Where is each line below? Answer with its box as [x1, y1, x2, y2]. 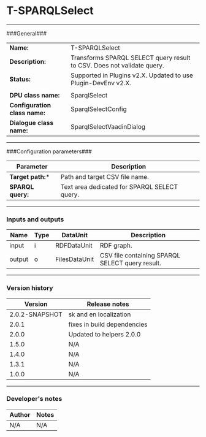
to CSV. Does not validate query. [70, 61, 164, 69]
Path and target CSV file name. [60, 172, 149, 181]
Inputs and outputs [6, 215, 64, 224]
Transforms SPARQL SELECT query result [70, 53, 191, 62]
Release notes [86, 300, 129, 308]
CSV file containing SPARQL [99, 251, 181, 260]
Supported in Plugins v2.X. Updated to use [70, 71, 193, 80]
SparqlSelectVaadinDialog [70, 122, 146, 131]
